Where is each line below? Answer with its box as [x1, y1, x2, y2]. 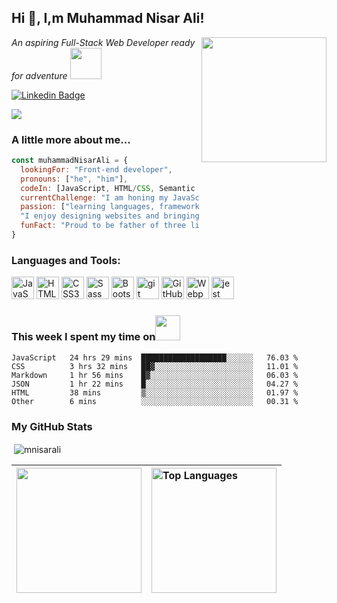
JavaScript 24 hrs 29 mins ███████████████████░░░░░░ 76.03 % [11, 352, 299, 363]
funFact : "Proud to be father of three [20, 221, 187, 231]
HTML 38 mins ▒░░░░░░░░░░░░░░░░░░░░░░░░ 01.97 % [11, 387, 299, 398]
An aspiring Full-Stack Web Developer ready [11, 36, 196, 48]
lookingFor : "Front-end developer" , [20, 164, 173, 175]
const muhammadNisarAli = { [11, 156, 129, 166]
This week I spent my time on [11, 330, 156, 344]
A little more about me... [11, 132, 131, 146]
